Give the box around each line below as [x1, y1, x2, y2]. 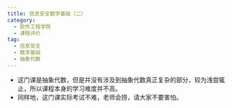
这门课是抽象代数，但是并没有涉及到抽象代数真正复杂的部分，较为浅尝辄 [17, 75, 225, 84]
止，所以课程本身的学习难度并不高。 [17, 84, 122, 93]
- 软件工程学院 [13, 23, 52, 30]
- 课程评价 [13, 29, 41, 37]
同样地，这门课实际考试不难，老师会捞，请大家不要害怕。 [17, 93, 183, 101]
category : [7, 17, 36, 24]
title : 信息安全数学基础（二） [7, 10, 86, 17]
